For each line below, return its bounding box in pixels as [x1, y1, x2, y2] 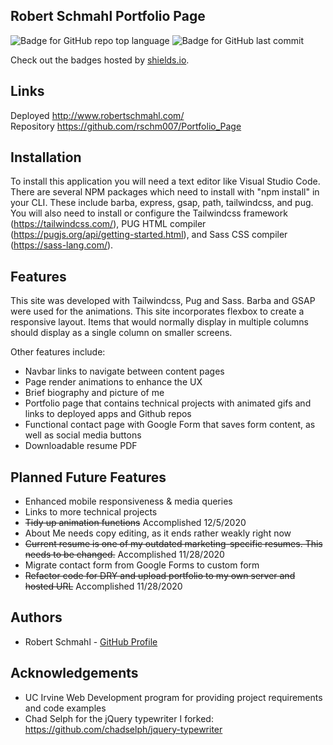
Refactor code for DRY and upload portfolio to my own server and [24, 570, 296, 582]
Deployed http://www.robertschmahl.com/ [10, 109, 185, 121]
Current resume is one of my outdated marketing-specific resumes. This [24, 538, 323, 550]
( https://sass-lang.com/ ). [10, 239, 114, 251]
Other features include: [10, 346, 106, 358]
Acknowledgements [10, 665, 139, 682]
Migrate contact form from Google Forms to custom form [24, 559, 260, 571]
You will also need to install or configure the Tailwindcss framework [10, 207, 288, 219]
